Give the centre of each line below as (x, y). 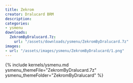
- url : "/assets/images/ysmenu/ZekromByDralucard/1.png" (65, 51)
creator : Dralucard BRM (30, 14)
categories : (17, 23)
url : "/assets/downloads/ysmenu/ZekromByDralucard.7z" (71, 42)
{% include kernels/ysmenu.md (37, 65)
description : (18, 19)
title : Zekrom (20, 10)
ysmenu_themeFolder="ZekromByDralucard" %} (54, 75)
